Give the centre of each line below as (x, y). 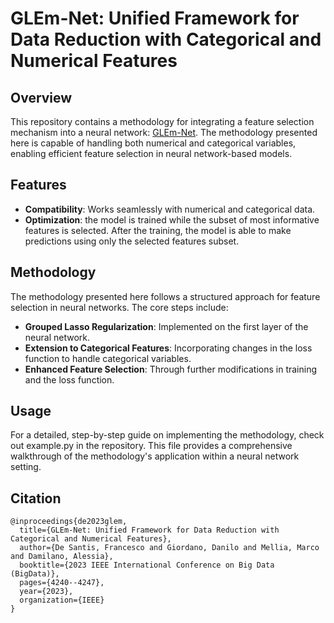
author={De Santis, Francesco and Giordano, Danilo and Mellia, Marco (169, 548)
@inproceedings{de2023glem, (69, 522)
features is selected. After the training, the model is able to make (158, 230)
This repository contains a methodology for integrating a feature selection (162, 121)
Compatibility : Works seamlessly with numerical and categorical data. (170, 209)
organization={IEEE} (62, 600)
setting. (26, 467)
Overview (41, 97)
